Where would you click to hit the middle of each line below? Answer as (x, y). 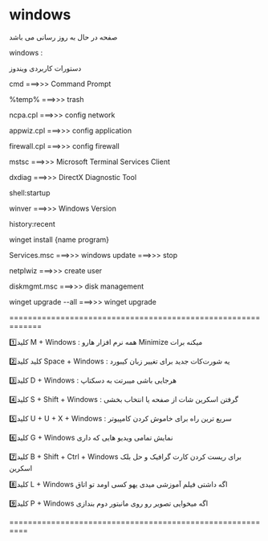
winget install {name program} (59, 240)
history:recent (32, 223)
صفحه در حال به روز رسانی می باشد (63, 37)
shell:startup (30, 193)
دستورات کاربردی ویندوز (45, 68)
